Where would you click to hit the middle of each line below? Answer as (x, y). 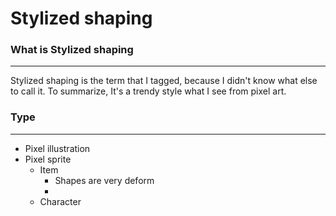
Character (60, 201)
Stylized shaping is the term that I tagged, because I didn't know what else (164, 81)
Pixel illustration (57, 148)
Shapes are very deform (104, 180)
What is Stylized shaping (72, 50)
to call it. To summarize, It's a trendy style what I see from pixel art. (148, 91)
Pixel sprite (48, 159)
